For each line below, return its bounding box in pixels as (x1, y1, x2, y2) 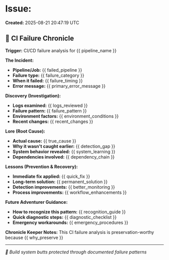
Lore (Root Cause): (5, 128, 45, 134)
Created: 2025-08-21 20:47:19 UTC (5, 20, 79, 26)
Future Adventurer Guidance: (5, 199, 68, 205)
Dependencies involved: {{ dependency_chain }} (12, 154, 115, 160)
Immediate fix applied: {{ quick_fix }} (12, 173, 91, 179)
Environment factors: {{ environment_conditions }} (12, 113, 119, 119)
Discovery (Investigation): (5, 92, 61, 98)
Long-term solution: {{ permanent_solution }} (12, 179, 108, 185)
